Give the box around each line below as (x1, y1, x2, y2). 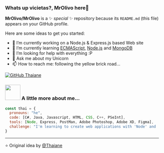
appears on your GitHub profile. (5, 21, 69, 27)
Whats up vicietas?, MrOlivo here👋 (5, 4, 89, 11)
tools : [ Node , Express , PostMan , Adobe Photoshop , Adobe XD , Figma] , (9, 120, 154, 125)
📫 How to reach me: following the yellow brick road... (12, 61, 121, 67)
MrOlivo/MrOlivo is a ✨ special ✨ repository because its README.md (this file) (5, 16, 159, 22)
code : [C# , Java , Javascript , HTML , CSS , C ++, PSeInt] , (9, 115, 125, 120)
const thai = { (5, 106, 36, 111)
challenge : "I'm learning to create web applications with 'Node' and (9, 124, 156, 129)
